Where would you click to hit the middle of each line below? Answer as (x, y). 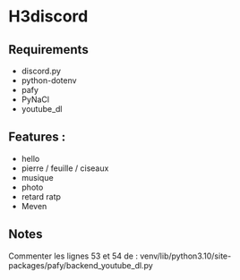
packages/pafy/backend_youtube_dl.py (81, 265)
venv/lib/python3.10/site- (185, 256)
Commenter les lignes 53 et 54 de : (73, 256)
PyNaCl (35, 99)
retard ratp (41, 196)
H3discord (48, 17)
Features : (37, 137)
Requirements (48, 50)
